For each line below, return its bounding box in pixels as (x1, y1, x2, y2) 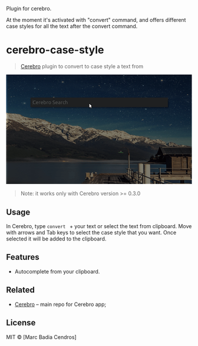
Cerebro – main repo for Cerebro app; (14, 301, 107, 308)
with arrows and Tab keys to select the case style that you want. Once (6, 229, 177, 236)
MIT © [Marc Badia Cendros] (6, 333, 77, 341)
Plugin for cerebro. (6, 5, 52, 12)
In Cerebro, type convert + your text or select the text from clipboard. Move (6, 223, 192, 230)
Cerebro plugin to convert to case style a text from (20, 62, 144, 70)
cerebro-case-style (6, 44, 104, 57)
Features (6, 252, 39, 262)
